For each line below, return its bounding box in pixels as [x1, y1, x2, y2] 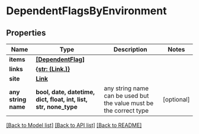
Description [113, 46, 147, 53]
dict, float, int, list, [35, 95, 88, 103]
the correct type [103, 107, 149, 114]
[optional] [162, 95, 190, 103]
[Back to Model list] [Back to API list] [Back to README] [6, 122, 142, 129]
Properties [6, 28, 46, 38]
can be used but [103, 92, 149, 100]
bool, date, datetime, [35, 88, 95, 96]
